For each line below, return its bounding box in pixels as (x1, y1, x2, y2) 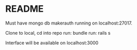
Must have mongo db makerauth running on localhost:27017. (5, 20, 132, 26)
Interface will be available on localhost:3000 (5, 39, 99, 46)
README (5, 3, 44, 15)
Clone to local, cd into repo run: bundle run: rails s (5, 30, 111, 36)
